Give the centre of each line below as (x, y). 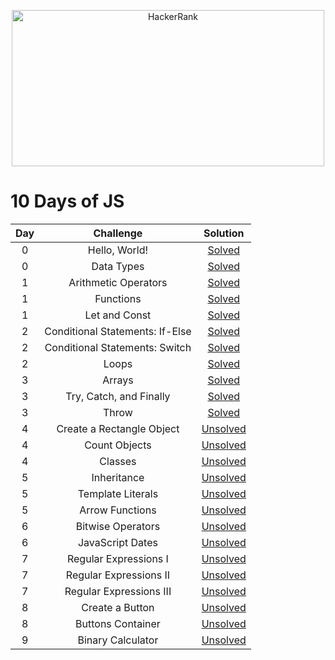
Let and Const (118, 315)
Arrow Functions (118, 510)
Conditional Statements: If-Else (118, 331)
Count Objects (118, 445)
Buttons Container (118, 623)
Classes (118, 461)
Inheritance (118, 477)
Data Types (118, 266)
